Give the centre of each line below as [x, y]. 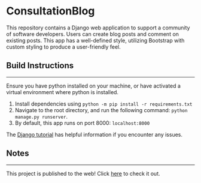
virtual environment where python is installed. [62, 92]
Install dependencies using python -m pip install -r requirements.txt [103, 104]
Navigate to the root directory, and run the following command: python [101, 110]
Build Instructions [40, 66]
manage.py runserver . [41, 116]
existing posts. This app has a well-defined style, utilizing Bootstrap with [95, 40]
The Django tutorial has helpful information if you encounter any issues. [95, 134]
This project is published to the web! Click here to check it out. [83, 173]
